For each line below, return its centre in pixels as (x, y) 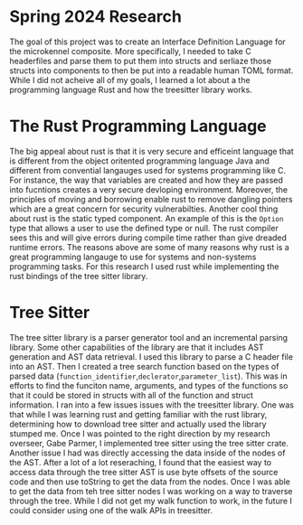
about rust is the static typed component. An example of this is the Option (147, 218)
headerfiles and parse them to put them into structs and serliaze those (141, 61)
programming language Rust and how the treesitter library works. (131, 89)
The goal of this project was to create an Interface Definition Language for (148, 42)
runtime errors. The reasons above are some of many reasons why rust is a (149, 247)
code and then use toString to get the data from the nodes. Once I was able (150, 482)
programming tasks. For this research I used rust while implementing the (144, 266)
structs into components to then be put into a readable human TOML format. (151, 70)
